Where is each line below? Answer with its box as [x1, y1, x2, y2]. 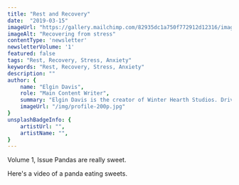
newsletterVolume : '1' [7, 43, 75, 51]
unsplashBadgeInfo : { [7, 116, 72, 123]
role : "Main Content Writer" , [20, 90, 110, 97]
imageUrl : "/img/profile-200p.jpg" [20, 103, 126, 110]
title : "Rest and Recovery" [7, 10, 91, 18]
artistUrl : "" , [20, 122, 65, 130]
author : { [7, 76, 37, 84]
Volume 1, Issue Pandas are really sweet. [7, 156, 127, 164]
